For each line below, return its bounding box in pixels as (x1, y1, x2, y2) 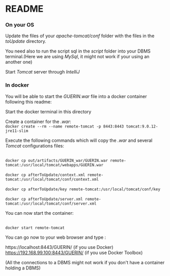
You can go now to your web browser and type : (5, 234, 106, 240)
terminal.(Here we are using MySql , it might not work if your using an (5, 54, 150, 60)
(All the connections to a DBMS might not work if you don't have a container (5, 259, 165, 265)
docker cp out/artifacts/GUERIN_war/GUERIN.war (5, 158, 108, 163)
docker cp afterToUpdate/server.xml (5, 196, 83, 202)
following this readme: (5, 98, 52, 105)
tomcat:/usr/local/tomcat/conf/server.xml (5, 201, 97, 206)
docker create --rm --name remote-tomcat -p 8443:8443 (5, 123, 124, 129)
